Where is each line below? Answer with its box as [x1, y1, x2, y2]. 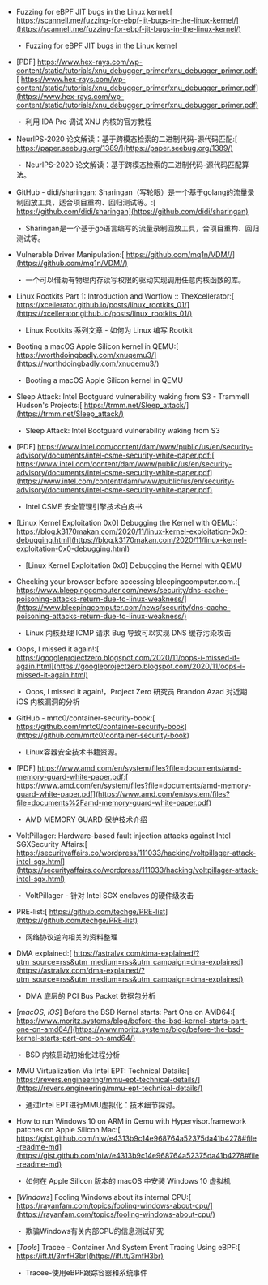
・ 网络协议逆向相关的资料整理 [15, 932, 118, 942]
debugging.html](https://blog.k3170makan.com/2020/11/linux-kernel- [15, 535, 247, 544]
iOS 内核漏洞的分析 [15, 697, 80, 707]
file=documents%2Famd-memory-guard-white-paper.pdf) [15, 798, 212, 807]
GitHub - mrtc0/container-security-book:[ [15, 713, 155, 723]
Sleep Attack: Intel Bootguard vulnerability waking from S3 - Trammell [15, 392, 249, 401]
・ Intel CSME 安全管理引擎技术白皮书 [15, 502, 143, 511]
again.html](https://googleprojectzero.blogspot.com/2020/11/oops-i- [15, 661, 245, 671]
